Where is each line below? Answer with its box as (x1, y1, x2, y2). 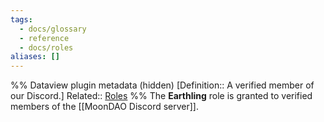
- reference (19, 33, 70, 43)
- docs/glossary (19, 24, 87, 34)
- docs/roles (19, 42, 74, 53)
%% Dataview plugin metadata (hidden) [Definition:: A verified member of (10, 79, 315, 91)
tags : (10, 14, 33, 25)
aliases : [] (10, 52, 60, 62)
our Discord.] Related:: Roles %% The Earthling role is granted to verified (10, 90, 313, 102)
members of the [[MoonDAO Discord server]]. (10, 101, 199, 113)
